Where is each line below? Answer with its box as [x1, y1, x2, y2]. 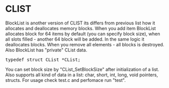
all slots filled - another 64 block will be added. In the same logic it [5, 36, 145, 42]
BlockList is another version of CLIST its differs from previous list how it [5, 20, 155, 26]
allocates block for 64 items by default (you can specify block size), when [5, 31, 160, 37]
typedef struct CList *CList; [5, 56, 81, 63]
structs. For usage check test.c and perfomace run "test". [5, 77, 126, 83]
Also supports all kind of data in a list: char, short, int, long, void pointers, [5, 72, 158, 78]
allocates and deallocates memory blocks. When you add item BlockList [5, 25, 156, 31]
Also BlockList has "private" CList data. [5, 47, 88, 53]
